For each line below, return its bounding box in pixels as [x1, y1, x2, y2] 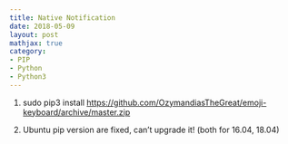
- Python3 [9, 72, 47, 82]
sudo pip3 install [22, 97, 84, 108]
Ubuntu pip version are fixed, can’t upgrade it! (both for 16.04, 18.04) [22, 124, 280, 135]
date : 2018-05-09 [9, 22, 75, 31]
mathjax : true [9, 38, 64, 48]
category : [9, 47, 47, 56]
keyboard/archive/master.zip [22, 106, 131, 118]
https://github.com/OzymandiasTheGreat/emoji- [85, 97, 267, 108]
